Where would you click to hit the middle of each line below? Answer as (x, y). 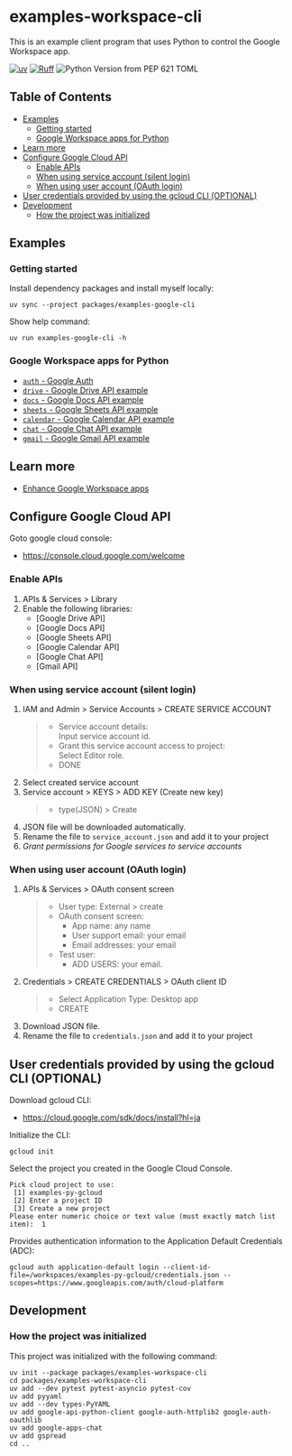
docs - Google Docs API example (83, 400)
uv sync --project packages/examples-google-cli (102, 305)
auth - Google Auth (58, 380)
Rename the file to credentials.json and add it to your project (137, 1036)
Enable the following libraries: (77, 608)
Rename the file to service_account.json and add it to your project (146, 836)
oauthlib (26, 1420)
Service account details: (103, 726)
